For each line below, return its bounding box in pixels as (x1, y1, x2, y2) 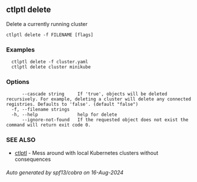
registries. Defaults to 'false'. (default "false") (6, 102, 139, 108)
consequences (14, 155, 51, 162)
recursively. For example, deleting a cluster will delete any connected (6, 96, 192, 102)
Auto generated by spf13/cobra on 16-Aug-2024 (6, 169, 124, 176)
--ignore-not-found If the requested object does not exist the (21, 117, 189, 123)
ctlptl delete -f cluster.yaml (11, 59, 88, 65)
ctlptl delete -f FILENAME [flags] (6, 32, 94, 38)
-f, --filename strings (11, 106, 70, 113)
